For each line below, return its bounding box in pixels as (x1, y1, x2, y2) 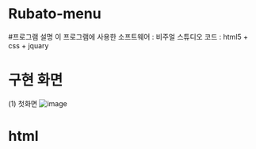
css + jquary (8, 40, 49, 50)
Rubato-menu (8, 5, 101, 23)
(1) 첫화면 (8, 98, 38, 108)
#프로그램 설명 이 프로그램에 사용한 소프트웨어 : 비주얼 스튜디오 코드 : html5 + (8, 32, 248, 41)
